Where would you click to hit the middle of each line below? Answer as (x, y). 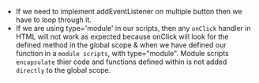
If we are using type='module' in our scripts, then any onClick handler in (133, 28)
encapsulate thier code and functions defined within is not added (121, 62)
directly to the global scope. (63, 70)
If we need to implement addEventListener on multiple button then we (129, 11)
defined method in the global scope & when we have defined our (121, 45)
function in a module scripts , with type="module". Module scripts (122, 53)
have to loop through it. (54, 20)
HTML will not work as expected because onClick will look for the (122, 36)
